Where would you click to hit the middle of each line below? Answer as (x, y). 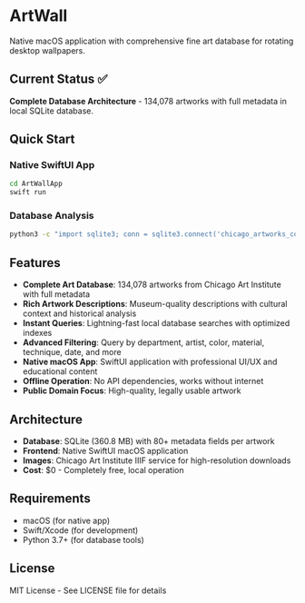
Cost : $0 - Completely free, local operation (103, 470)
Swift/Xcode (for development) (80, 530)
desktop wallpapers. (48, 50)
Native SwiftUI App (52, 165)
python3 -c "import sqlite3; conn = (79, 234)
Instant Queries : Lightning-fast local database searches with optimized (156, 323)
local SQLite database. (51, 111)
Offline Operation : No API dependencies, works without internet (143, 381)
